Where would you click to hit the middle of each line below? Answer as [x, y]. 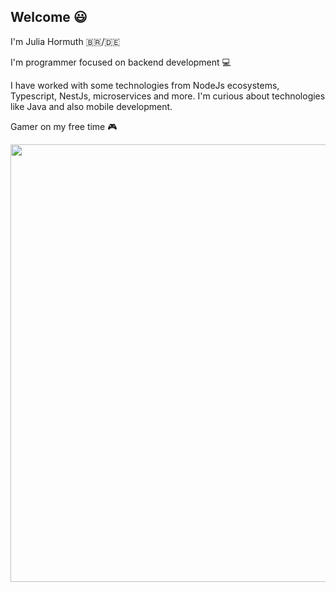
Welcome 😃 [49, 17]
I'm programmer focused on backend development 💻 [121, 62]
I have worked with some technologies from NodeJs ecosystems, [145, 85]
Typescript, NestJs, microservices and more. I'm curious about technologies [168, 96]
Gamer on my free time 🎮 [64, 126]
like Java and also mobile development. [91, 106]
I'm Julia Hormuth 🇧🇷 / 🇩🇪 [65, 41]
